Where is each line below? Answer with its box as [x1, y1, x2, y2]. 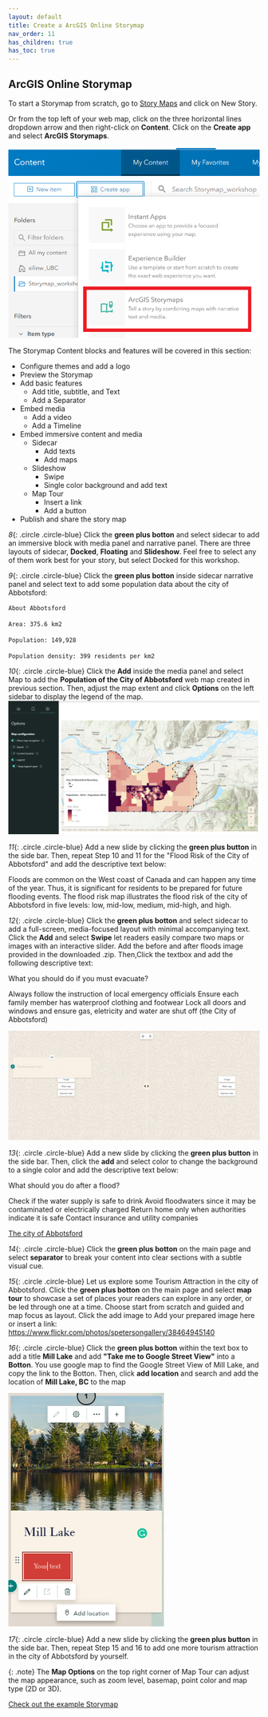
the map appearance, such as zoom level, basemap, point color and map [8, 1675, 247, 1685]
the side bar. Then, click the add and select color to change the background [8, 1156, 258, 1167]
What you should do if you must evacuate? [8, 974, 149, 984]
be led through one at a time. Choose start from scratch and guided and [8, 1302, 245, 1312]
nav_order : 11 [8, 30, 56, 38]
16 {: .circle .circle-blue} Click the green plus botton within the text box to [8, 1344, 249, 1353]
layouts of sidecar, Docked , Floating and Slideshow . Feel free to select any [8, 547, 257, 557]
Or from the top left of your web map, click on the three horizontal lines [8, 114, 242, 123]
